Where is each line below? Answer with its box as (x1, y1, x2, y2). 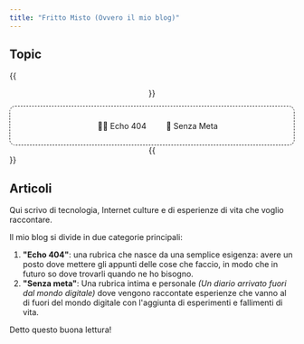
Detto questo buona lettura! (9, 324, 112, 335)
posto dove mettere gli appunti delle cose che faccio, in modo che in (22, 259, 279, 270)
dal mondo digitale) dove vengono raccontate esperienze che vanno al (22, 288, 287, 299)
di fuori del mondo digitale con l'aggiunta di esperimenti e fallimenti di (22, 297, 283, 308)
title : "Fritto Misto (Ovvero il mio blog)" (9, 13, 180, 23)
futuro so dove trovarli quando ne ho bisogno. (22, 268, 195, 280)
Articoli (9, 181, 52, 196)
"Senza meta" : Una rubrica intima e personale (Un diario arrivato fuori (22, 278, 287, 289)
